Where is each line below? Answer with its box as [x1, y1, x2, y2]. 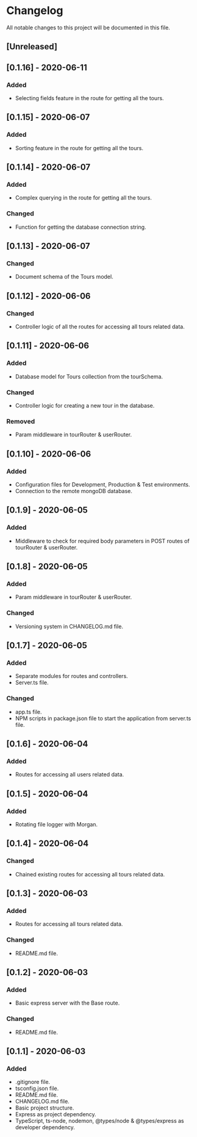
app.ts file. [15, 708, 42, 715]
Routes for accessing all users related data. [15, 771, 124, 778]
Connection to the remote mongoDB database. [15, 488, 133, 495]
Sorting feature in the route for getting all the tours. [15, 144, 143, 151]
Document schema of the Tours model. [15, 273, 114, 281]
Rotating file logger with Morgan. [15, 821, 98, 828]
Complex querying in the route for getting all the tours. [15, 194, 152, 201]
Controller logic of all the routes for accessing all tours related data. [15, 323, 185, 330]
